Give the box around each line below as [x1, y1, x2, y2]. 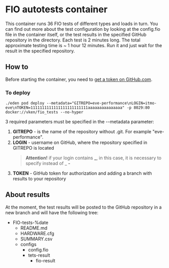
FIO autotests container [5, 4, 108, 15]
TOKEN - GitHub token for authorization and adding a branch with [12, 170, 152, 176]
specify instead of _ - [25, 160, 71, 167]
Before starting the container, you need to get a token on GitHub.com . [5, 76, 153, 83]
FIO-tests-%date [12, 219, 49, 225]
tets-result [28, 252, 50, 258]
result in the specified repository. [5, 48, 75, 54]
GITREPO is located [12, 145, 54, 151]
